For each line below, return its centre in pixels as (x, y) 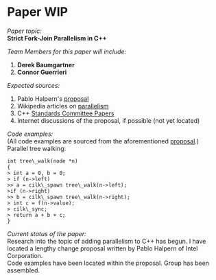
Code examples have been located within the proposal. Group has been (108, 263)
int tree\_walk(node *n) (43, 161)
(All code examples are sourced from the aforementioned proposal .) (103, 141)
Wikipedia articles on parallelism (63, 106)
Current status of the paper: (47, 233)
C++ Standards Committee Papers (65, 113)
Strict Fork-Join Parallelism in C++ (57, 38)
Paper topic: (25, 31)
